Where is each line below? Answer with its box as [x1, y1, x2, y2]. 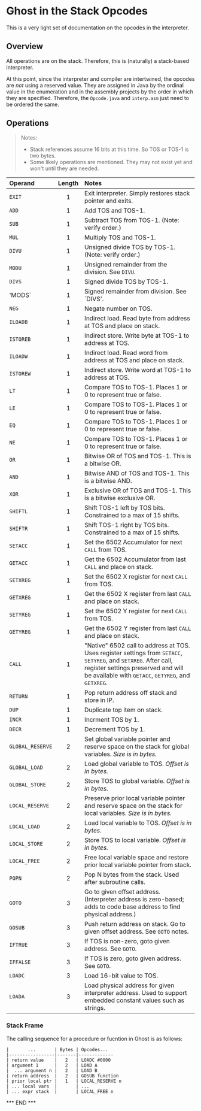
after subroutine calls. [84, 877, 145, 886]
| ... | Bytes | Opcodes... [6, 1046, 109, 1052]
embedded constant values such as [84, 996, 185, 1004]
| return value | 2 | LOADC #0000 [6, 1057, 111, 1063]
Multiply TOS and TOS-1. [84, 233, 156, 241]
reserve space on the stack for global [84, 742, 190, 750]
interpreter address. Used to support [84, 988, 187, 997]
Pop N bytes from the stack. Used [84, 870, 179, 879]
